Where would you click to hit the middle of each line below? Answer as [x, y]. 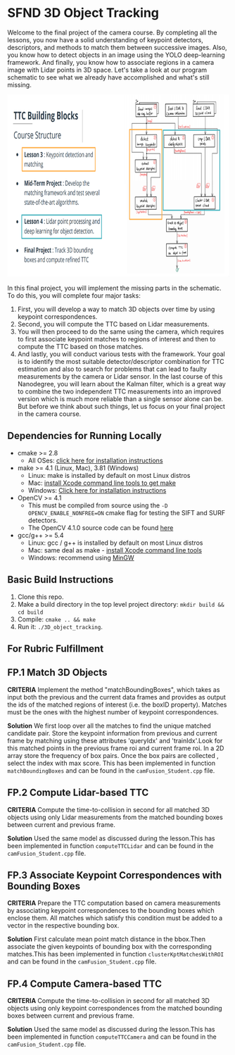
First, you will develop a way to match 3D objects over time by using [116, 309]
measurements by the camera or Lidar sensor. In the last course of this [120, 376]
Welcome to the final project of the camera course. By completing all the [112, 32]
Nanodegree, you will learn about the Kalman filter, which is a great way [122, 384]
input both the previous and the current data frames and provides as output [117, 697]
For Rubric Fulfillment [56, 649]
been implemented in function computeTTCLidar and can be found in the [110, 845]
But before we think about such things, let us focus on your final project [121, 406]
